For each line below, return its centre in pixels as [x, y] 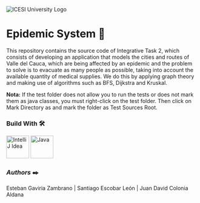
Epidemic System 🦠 [56, 34]
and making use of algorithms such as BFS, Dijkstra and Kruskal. [87, 82]
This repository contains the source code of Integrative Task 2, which [93, 50]
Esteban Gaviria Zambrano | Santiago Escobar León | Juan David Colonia [97, 188]
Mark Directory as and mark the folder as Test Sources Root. [82, 107]
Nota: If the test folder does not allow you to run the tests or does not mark [100, 95]
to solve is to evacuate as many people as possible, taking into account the [100, 70]
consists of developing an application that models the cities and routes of [98, 57]
